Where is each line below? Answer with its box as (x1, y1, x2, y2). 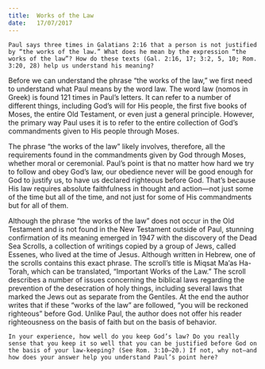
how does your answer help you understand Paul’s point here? (8, 353, 218, 361)
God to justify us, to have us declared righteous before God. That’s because (8, 175, 256, 185)
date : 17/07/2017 (8, 19, 73, 27)
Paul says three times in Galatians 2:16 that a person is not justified (8, 40, 258, 48)
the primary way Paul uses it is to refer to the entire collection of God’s (8, 117, 239, 127)
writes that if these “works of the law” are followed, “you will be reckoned (8, 300, 248, 309)
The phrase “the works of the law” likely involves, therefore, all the (8, 141, 226, 151)
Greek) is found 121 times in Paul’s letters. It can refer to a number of (8, 92, 232, 102)
